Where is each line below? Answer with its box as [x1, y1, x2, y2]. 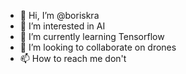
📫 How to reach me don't [19, 53, 127, 64]
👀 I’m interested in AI [19, 20, 106, 32]
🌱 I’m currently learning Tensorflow [19, 31, 165, 42]
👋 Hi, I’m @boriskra [19, 10, 100, 21]
